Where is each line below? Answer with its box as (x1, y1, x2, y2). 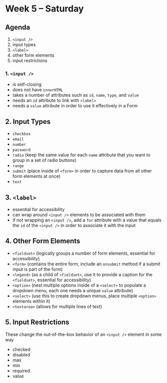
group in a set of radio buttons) (12, 157, 77, 163)
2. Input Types (5, 117, 51, 126)
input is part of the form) (12, 266, 63, 272)
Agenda (5, 23, 30, 32)
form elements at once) (12, 173, 61, 179)
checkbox (12, 131, 31, 137)
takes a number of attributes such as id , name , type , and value (12, 92, 139, 98)
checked (12, 346, 31, 352)
